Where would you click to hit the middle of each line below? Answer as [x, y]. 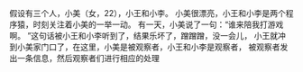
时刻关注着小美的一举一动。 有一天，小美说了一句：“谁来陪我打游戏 [158, 24]
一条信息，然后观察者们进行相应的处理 [88, 58]
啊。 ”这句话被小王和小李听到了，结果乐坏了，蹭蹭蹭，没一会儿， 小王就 [144, 36]
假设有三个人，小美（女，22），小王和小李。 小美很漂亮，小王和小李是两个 [148, 13]
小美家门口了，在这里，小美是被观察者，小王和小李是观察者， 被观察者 [148, 47]
